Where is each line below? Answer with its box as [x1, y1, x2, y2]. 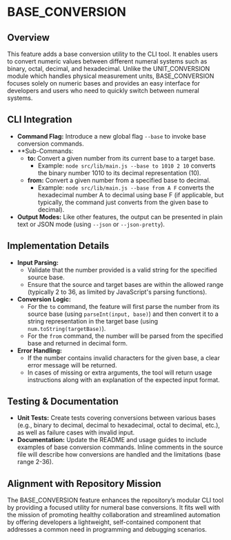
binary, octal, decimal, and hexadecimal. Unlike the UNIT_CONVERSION [7, 65, 210, 72]
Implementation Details [7, 240, 110, 252]
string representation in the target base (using [27, 317, 159, 325]
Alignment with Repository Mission [7, 477, 162, 490]
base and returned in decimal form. [27, 339, 128, 347]
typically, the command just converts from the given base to [37, 198, 209, 206]
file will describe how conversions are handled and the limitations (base [17, 450, 221, 459]
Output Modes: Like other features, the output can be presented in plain [17, 212, 223, 221]
